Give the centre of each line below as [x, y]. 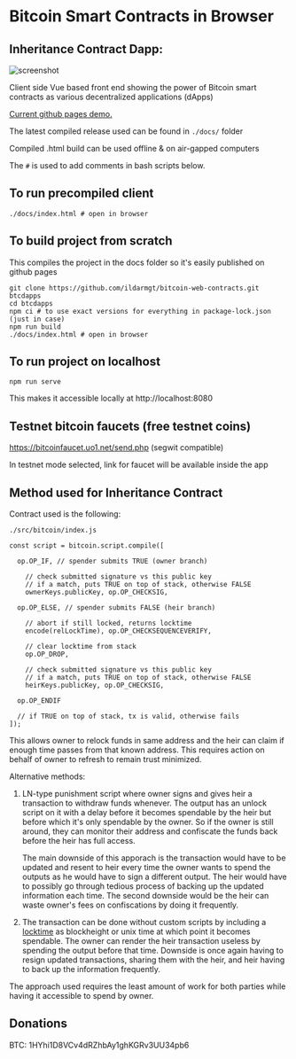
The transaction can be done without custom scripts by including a [144, 923]
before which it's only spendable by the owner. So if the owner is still [148, 822]
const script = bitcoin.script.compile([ [87, 546]
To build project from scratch [91, 241]
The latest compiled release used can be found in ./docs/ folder [126, 131]
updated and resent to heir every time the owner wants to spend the [146, 868]
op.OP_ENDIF [39, 701]
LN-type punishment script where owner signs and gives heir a [137, 794]
